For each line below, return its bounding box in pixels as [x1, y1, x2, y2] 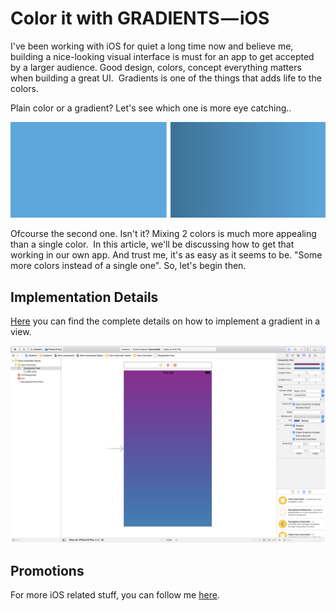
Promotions [10, 562, 85, 579]
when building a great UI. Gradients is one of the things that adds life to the [10, 72, 322, 84]
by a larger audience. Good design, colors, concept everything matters [10, 61, 302, 73]
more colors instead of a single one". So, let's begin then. [10, 260, 247, 272]
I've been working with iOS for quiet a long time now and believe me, [10, 40, 294, 52]
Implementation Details [10, 288, 159, 306]
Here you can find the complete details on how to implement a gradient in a [10, 315, 321, 327]
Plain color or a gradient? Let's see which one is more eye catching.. [10, 102, 292, 114]
